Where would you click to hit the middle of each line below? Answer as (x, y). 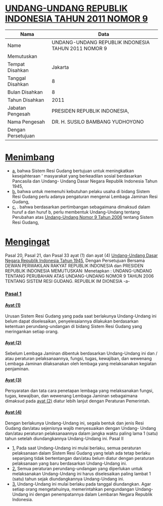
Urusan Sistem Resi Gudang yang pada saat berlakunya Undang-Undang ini (81, 316)
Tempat (16, 64)
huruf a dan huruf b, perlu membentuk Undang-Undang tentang (76, 212)
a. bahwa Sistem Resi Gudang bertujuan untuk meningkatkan (73, 171)
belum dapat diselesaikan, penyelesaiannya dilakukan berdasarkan (72, 321)
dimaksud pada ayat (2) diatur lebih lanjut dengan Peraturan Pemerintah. (78, 401)
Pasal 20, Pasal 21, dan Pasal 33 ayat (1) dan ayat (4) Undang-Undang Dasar (81, 255)
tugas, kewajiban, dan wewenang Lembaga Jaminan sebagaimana (71, 396)
